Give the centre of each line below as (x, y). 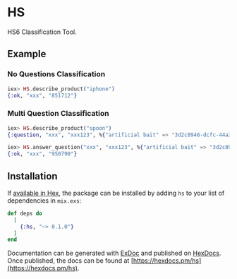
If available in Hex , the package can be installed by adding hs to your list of (116, 193)
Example (27, 54)
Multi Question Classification (58, 114)
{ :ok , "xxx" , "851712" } (42, 95)
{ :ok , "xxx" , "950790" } (42, 154)
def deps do (25, 213)
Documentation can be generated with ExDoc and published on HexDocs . (114, 253)
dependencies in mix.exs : (44, 200)
